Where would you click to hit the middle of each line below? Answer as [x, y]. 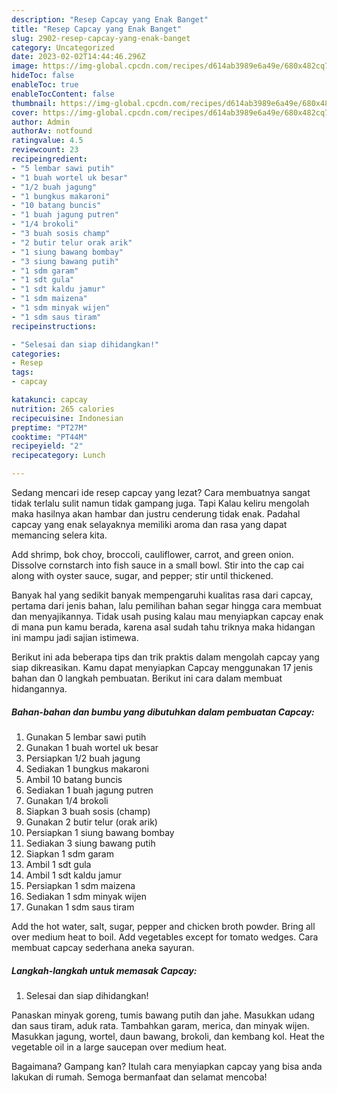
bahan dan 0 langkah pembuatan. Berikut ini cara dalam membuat [147, 678]
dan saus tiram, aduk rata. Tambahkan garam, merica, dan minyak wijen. [160, 1025]
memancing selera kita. [59, 535]
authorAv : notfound [52, 131]
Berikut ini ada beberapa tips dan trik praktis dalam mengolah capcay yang [165, 657]
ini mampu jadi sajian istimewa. [75, 637]
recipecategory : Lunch [58, 456]
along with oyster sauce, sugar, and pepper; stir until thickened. [142, 575]
